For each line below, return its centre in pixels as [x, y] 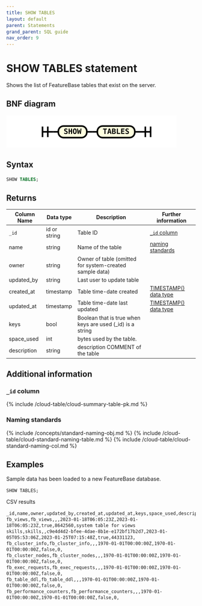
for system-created [102, 265]
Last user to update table [108, 280]
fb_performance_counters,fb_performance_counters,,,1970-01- [84, 592]
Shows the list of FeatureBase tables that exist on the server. [81, 85]
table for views [115, 526]
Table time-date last [103, 303]
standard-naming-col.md [37, 446]
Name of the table [99, 247]
